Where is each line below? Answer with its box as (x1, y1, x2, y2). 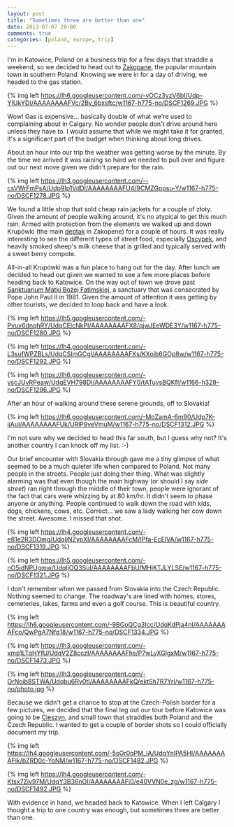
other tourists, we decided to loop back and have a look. (7, 300, 170, 309)
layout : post (7, 10, 45, 17)
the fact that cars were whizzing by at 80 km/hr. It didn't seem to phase (7, 492, 213, 500)
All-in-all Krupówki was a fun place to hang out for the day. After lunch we (7, 263, 221, 271)
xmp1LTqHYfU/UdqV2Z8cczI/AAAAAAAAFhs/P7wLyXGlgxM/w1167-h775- (7, 649, 219, 658)
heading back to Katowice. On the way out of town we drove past (7, 278, 196, 287)
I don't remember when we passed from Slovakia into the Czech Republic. (7, 585, 221, 593)
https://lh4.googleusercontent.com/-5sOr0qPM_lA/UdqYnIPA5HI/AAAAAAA (7, 749, 226, 758)
